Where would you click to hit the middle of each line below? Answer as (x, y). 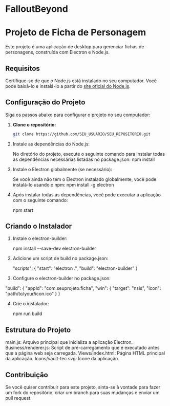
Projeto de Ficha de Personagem (76, 33)
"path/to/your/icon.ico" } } (33, 294)
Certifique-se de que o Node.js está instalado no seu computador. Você (81, 81)
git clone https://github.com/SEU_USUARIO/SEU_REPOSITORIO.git (82, 134)
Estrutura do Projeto (38, 330)
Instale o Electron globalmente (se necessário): (62, 169)
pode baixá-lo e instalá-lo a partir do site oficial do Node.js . (68, 86)
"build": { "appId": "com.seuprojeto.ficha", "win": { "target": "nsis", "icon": (83, 288)
